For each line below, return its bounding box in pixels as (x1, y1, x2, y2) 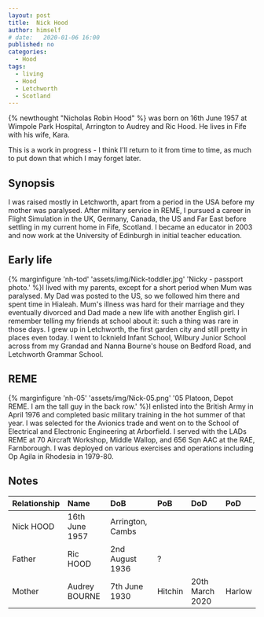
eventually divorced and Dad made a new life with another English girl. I (8, 307, 240, 317)
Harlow (225, 586, 252, 597)
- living (15, 70, 44, 78)
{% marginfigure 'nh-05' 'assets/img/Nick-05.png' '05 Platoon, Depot (8, 393, 233, 402)
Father (12, 553, 37, 564)
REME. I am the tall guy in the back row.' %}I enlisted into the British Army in (8, 402, 254, 411)
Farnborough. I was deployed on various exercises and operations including (8, 443, 254, 453)
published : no (8, 41, 55, 49)
